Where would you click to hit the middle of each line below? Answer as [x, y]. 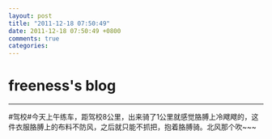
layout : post [30, 16]
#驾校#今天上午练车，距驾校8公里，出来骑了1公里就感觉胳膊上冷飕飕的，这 [134, 117]
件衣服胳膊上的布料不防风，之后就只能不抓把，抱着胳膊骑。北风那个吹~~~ [132, 127]
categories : [28, 46]
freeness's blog [62, 86]
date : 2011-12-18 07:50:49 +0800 [65, 31]
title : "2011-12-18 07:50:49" [59, 23]
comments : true [34, 38]
